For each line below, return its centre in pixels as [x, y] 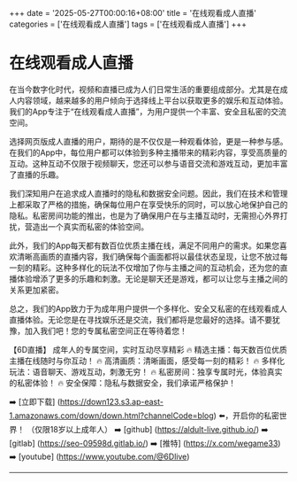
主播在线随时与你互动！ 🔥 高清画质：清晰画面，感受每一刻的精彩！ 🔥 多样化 [147, 361]
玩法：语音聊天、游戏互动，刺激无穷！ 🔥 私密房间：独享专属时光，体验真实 [146, 371]
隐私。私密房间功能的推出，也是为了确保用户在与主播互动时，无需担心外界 [145, 215]
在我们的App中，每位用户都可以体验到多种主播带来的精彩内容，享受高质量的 [148, 152]
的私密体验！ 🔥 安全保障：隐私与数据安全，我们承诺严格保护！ [123, 383]
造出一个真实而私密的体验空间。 [90, 226]
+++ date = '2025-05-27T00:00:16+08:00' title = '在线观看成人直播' [133, 13]
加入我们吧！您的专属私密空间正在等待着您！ [106, 330]
